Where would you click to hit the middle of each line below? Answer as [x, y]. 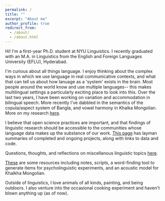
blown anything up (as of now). [37, 193]
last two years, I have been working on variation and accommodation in [78, 97]
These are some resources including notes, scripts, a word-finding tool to [80, 163]
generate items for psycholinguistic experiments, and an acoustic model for [82, 167]
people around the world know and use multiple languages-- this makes [78, 87]
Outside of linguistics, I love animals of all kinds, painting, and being [74, 182]
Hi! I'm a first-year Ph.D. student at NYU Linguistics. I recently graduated [79, 51]
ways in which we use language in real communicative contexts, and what [81, 76]
